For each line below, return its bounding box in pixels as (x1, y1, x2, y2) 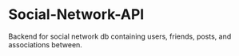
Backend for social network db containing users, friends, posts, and (8, 32, 232, 41)
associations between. (8, 39, 82, 49)
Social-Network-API (8, 6, 145, 24)
